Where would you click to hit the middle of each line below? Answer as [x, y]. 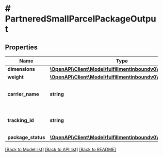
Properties [21, 47]
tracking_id [21, 120]
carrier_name [23, 94]
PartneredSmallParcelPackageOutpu [81, 19]
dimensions [21, 69]
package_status [26, 137]
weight [16, 77]
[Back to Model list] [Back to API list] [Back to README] [61, 149]
